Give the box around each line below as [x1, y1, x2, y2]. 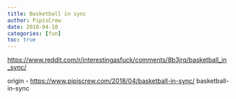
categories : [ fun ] [7, 29, 61, 37]
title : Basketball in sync [7, 10, 87, 18]
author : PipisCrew [7, 17, 61, 24]
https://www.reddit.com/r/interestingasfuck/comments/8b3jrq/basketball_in [7, 55, 228, 64]
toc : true [7, 37, 37, 44]
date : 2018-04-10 [7, 23, 58, 30]
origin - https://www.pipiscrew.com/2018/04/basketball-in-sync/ [7, 77, 195, 85]
